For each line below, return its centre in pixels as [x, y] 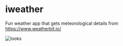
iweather [25, 9]
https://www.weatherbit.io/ [33, 28]
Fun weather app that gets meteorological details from [62, 23]
